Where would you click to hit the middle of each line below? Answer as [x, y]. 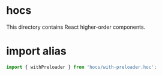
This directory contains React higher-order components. [76, 27]
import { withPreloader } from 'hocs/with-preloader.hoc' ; [82, 67]
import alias [37, 51]
